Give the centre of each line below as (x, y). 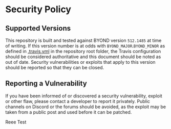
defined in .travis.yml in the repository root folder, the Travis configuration (83, 51)
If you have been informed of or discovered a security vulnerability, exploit (84, 96)
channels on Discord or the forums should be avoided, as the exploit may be (86, 107)
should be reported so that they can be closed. (55, 68)
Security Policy (38, 9)
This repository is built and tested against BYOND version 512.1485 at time (83, 40)
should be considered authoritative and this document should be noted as (83, 57)
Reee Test (16, 122)
